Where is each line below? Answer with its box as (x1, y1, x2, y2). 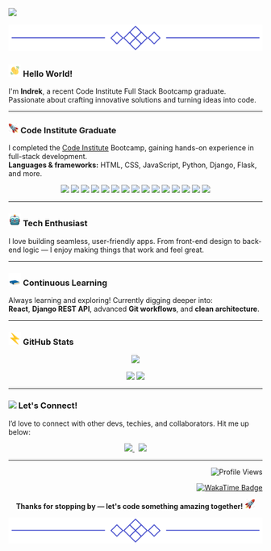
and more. (8, 169, 43, 179)
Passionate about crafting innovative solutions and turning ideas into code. (8, 95, 256, 105)
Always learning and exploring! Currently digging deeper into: (8, 296, 213, 305)
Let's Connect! (18, 400, 78, 411)
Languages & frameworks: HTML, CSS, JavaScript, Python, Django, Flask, (8, 160, 257, 170)
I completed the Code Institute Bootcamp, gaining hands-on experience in (8, 143, 254, 153)
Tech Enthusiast (23, 218, 88, 229)
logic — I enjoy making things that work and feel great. (23, 245, 204, 254)
